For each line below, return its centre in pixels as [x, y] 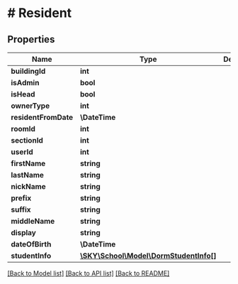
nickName [28, 186]
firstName [28, 163]
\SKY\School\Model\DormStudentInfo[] [148, 256]
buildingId [28, 71]
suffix [21, 209]
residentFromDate [42, 117]
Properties [31, 39]
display [24, 233]
